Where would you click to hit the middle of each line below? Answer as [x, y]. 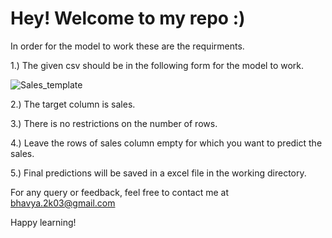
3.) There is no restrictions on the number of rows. [114, 123]
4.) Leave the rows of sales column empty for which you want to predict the [166, 143]
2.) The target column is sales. [73, 104]
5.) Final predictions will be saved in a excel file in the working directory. [158, 173]
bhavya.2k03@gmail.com [63, 203]
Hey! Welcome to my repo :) [128, 18]
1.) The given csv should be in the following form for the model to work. [157, 65]
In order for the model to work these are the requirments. [127, 46]
